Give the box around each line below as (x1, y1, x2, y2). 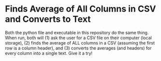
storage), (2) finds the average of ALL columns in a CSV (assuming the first (5, 40, 155, 46)
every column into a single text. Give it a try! (5, 50, 93, 56)
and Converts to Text (5, 14, 91, 25)
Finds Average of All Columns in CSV (5, 3, 156, 15)
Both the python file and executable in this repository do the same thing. (5, 30, 149, 35)
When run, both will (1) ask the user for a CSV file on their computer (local (5, 35, 152, 41)
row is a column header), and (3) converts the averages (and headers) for (5, 45, 152, 51)
